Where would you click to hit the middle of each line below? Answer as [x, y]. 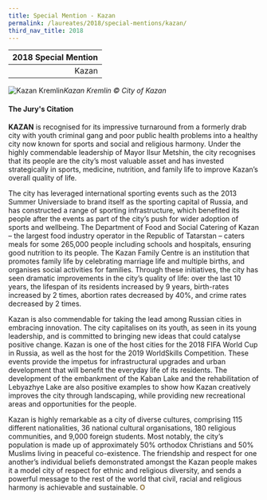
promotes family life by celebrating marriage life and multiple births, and [127, 261]
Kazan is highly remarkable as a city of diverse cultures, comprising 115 [126, 419]
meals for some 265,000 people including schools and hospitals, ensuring [130, 244]
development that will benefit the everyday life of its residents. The [118, 370]
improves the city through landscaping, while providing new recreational [127, 395]
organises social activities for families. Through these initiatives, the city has [133, 269]
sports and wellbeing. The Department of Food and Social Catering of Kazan [133, 227]
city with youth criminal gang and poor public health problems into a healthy [133, 135]
